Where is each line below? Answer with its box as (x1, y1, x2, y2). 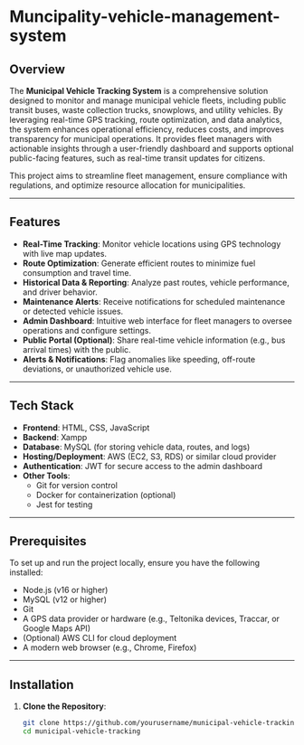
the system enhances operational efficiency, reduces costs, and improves (9, 124, 285, 135)
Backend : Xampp (22, 431, 88, 442)
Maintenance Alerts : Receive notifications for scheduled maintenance (22, 296, 286, 306)
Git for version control (35, 479, 118, 490)
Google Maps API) (22, 623, 90, 634)
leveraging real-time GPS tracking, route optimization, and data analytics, (9, 115, 282, 125)
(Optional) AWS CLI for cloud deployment (22, 633, 177, 644)
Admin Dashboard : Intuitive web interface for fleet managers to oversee (22, 315, 292, 326)
